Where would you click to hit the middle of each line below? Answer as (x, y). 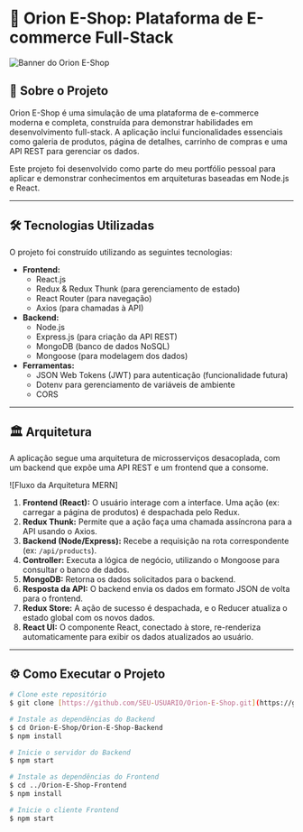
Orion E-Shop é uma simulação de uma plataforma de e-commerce (134, 113)
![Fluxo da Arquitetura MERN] (64, 485)
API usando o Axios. (60, 532)
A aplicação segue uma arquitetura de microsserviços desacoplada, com (145, 458)
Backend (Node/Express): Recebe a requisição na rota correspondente (156, 541)
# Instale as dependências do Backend (82, 719)
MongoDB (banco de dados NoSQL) (103, 346)
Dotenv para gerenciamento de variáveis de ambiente (136, 384)
